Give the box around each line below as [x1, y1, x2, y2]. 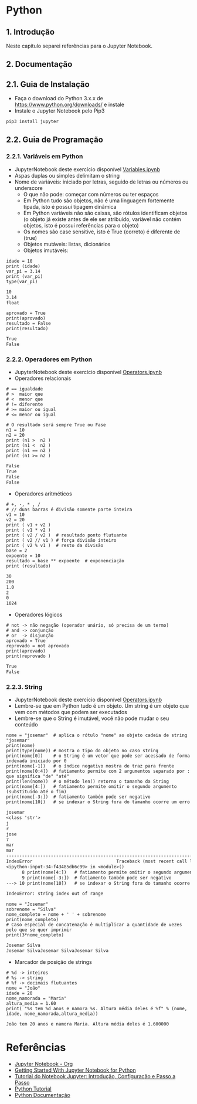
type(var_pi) [6, 278, 38, 284]
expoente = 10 [6, 552, 41, 559]
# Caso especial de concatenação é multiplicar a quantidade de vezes [6, 922, 182, 928]
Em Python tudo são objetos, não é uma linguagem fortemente [23, 197, 175, 204]
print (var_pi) [6, 273, 43, 279]
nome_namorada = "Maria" [6, 996, 67, 1001]
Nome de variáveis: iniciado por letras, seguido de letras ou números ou [14, 178, 189, 185]
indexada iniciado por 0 [6, 758, 67, 764]
